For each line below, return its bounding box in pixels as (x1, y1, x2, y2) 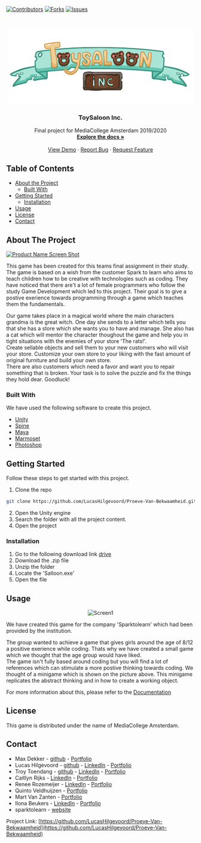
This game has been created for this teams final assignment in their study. (6, 262, 189, 269)
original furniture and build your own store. (6, 356, 112, 363)
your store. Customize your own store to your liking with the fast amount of (6, 350, 191, 357)
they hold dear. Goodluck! (6, 375, 70, 383)
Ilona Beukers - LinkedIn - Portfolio (14, 799, 101, 806)
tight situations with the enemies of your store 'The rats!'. (6, 337, 147, 344)
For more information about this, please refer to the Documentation (6, 689, 172, 696)
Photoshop (14, 441, 42, 448)
